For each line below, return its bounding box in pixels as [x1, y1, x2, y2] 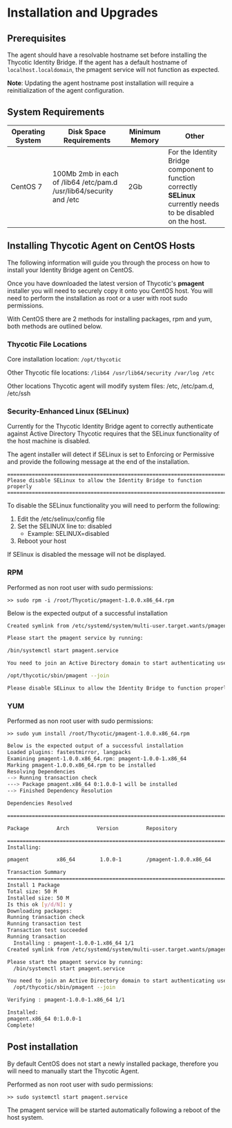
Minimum [128, 127, 161, 136]
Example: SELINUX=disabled [27, 530, 109, 538]
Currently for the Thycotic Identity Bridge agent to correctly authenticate [7, 422, 214, 431]
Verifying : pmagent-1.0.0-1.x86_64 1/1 [7, 996, 126, 1003]
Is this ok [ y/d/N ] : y [7, 901, 72, 908]
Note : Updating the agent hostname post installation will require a [7, 79, 194, 87]
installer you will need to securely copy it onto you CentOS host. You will [7, 286, 213, 295]
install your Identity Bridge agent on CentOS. [7, 265, 135, 274]
